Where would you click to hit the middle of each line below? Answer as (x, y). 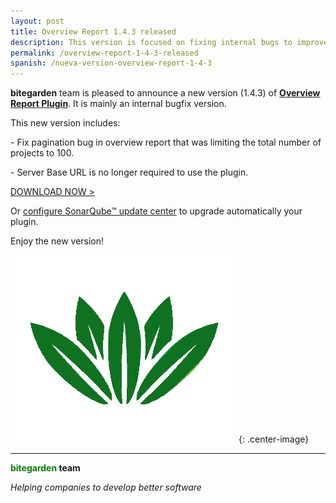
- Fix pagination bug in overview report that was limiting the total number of (166, 142)
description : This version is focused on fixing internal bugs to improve (169, 42)
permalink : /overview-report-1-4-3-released (104, 53)
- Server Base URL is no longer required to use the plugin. (129, 172)
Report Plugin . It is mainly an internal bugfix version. (118, 104)
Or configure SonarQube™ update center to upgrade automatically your (156, 211)
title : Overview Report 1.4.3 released (93, 31)
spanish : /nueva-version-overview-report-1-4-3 (111, 63)
